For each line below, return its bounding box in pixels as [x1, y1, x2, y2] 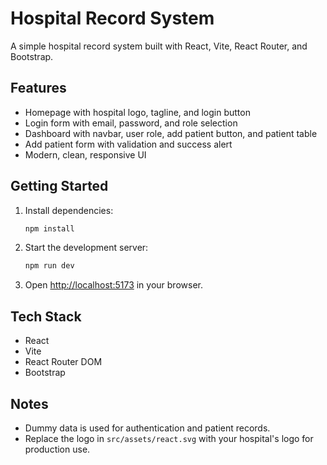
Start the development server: [24, 242, 149, 254]
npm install [24, 223, 75, 234]
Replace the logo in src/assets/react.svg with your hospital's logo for [24, 432, 314, 444]
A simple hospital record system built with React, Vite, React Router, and [10, 40, 308, 52]
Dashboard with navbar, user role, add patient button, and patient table [24, 127, 318, 139]
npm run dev [24, 261, 75, 271]
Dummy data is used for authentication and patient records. [24, 422, 271, 434]
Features [10, 80, 67, 97]
